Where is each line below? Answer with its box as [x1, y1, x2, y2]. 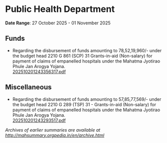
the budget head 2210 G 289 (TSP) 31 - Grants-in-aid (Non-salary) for [12, 101, 156, 107]
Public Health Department [5, 3, 115, 15]
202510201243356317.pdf [12, 69, 66, 74]
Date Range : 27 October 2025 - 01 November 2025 [5, 20, 111, 26]
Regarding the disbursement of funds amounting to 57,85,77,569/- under [12, 96, 162, 102]
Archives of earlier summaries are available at [5, 127, 101, 133]
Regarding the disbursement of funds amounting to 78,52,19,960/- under [12, 47, 162, 53]
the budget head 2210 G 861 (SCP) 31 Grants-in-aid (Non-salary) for [12, 53, 153, 59]
